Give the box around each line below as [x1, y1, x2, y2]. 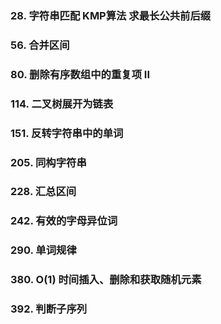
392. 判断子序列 [10, 302, 88, 316]
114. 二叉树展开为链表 [10, 97, 114, 111]
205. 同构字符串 [10, 155, 87, 169]
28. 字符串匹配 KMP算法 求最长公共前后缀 [10, 8, 212, 22]
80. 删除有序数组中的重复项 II [10, 67, 151, 81]
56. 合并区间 [10, 38, 70, 52]
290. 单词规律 [10, 243, 77, 257]
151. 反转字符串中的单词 [10, 126, 124, 140]
